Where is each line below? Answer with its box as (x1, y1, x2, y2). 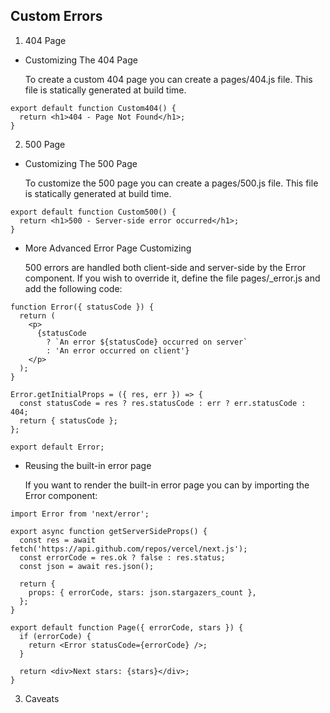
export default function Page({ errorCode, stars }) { (10, 622, 244, 633)
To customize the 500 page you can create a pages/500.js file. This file (24, 177, 319, 189)
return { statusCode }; (19, 415, 118, 426)
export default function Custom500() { (10, 207, 177, 217)
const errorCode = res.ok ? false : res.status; (19, 552, 226, 563)
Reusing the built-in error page (24, 459, 152, 471)
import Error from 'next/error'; (10, 509, 150, 519)
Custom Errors (10, 8, 103, 25)
